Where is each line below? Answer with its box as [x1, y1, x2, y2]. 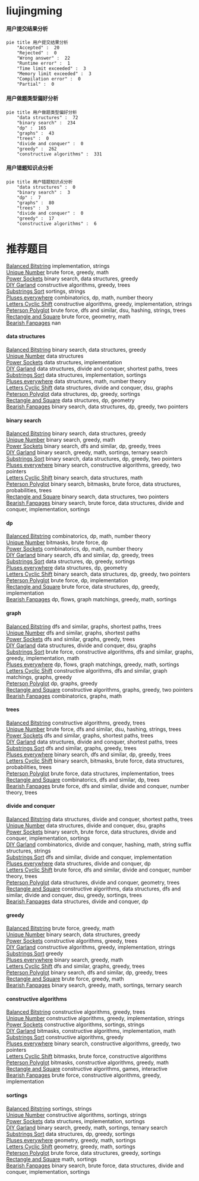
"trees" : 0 [17, 135, 49, 141]
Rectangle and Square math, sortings [6, 1155, 97, 1163]
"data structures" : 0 [17, 184, 76, 190]
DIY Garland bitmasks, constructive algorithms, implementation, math [6, 1027, 176, 1035]
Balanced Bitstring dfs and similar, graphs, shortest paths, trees [6, 623, 162, 630]
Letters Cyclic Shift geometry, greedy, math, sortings [6, 1143, 135, 1150]
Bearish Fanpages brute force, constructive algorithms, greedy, [6, 1071, 162, 1079]
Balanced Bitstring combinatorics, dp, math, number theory [6, 533, 151, 540]
